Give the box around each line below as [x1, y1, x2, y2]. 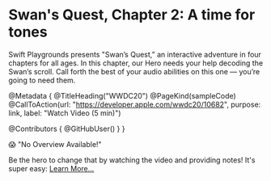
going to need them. [8, 75, 76, 85]
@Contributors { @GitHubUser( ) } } [8, 124, 125, 133]
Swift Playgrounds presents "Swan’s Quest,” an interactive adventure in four [8, 49, 261, 59]
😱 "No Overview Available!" [8, 139, 103, 149]
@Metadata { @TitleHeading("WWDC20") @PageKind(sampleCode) [8, 90, 236, 100]
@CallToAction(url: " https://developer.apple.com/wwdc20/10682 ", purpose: [8, 99, 261, 109]
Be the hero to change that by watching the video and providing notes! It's [8, 155, 256, 165]
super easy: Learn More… [8, 163, 95, 173]
